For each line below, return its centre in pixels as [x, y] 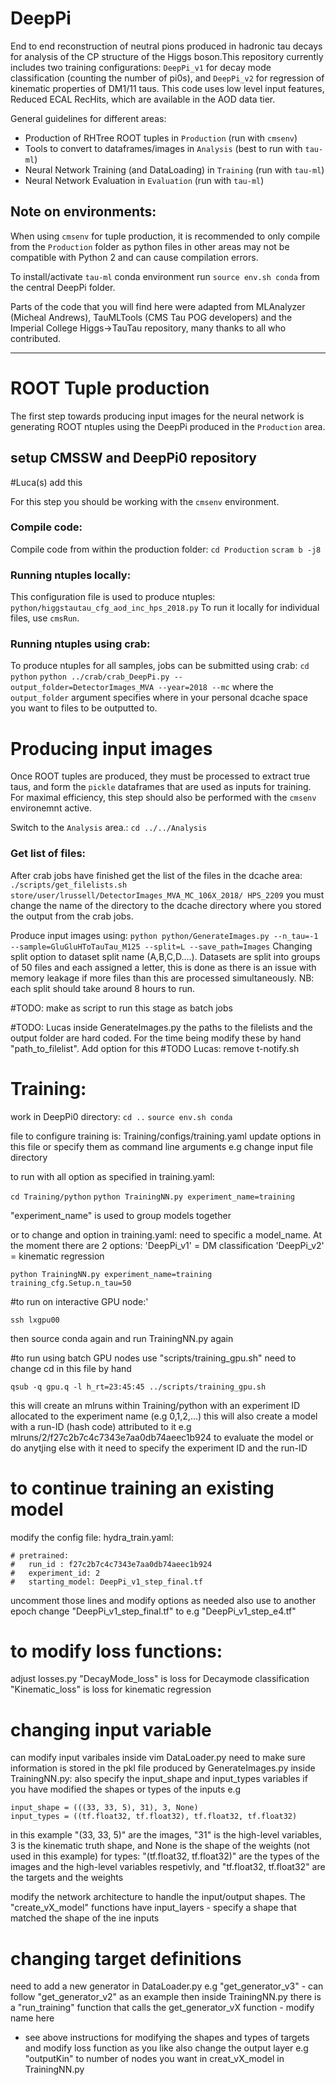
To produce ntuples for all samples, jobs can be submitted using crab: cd [160, 666]
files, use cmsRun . [45, 618]
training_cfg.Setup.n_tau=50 [71, 1283]
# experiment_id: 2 [55, 1573]
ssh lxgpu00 [35, 1320]
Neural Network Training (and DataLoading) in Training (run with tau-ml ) [174, 169]
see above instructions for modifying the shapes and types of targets [167, 2038]
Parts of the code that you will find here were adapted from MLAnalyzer [158, 306]
